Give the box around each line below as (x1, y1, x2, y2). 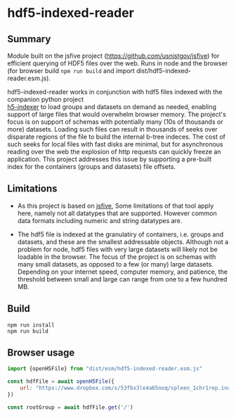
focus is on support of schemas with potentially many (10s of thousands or (7, 118, 223, 126)
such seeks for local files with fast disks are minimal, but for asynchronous (7, 140, 223, 148)
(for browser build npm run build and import (7, 67, 135, 75)
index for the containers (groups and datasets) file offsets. (7, 163, 176, 170)
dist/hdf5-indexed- (136, 67, 192, 75)
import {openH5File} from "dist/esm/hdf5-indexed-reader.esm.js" (7, 365, 202, 372)
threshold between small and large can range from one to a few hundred (17, 274, 228, 283)
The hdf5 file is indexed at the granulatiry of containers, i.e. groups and (17, 230, 224, 239)
